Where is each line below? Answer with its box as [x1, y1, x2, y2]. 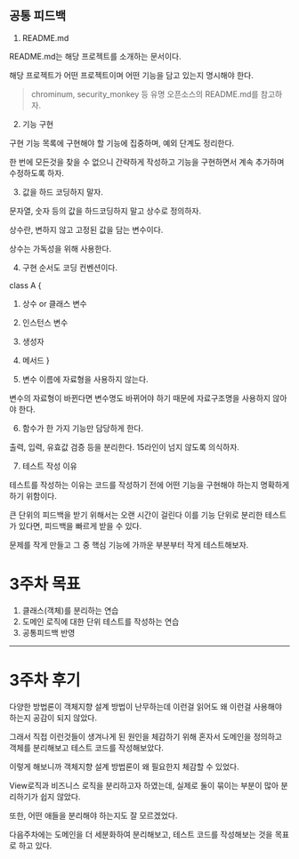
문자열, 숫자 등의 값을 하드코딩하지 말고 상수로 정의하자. [9, 205, 202, 216]
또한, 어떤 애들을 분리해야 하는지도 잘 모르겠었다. [9, 810, 178, 821]
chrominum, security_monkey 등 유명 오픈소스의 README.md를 [30, 88, 259, 100]
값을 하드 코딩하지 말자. [21, 186, 104, 197]
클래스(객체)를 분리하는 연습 [21, 605, 119, 615]
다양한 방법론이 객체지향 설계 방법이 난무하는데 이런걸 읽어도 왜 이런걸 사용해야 [9, 701, 283, 711]
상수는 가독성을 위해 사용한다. [9, 243, 112, 253]
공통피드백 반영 [21, 627, 76, 638]
